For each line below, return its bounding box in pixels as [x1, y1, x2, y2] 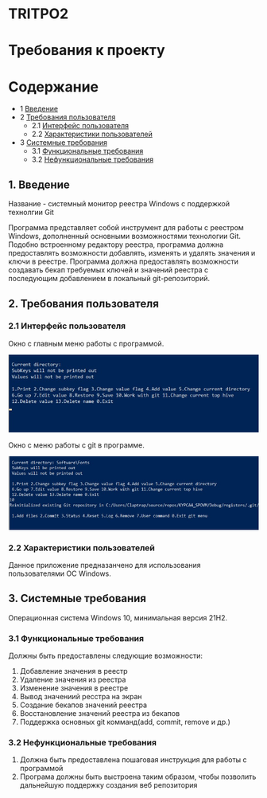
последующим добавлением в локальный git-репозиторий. [8, 274, 211, 284]
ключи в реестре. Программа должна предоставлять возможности [8, 256, 239, 267]
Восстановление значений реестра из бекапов [19, 709, 180, 718]
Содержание [8, 77, 99, 96]
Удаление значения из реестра [19, 675, 126, 685]
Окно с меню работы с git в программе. [8, 440, 145, 450]
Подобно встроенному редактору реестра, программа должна [8, 240, 224, 249]
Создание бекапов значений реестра [19, 700, 147, 710]
